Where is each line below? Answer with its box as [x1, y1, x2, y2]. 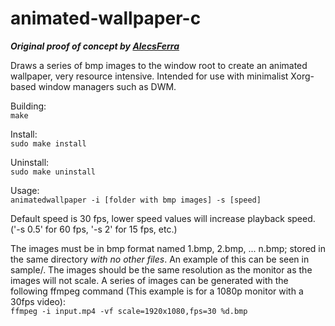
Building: [10, 100, 47, 112]
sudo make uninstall [10, 167, 97, 177]
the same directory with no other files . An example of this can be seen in [10, 253, 310, 265]
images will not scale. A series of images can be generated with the [10, 274, 289, 286]
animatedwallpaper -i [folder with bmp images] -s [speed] [10, 195, 262, 205]
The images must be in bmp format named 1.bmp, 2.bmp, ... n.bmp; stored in [10, 242, 327, 254]
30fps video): [10, 295, 66, 307]
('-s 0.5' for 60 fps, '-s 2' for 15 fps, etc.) [10, 223, 178, 235]
